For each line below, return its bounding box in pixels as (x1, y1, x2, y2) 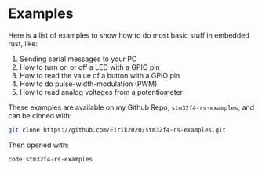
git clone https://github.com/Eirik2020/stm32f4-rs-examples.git (8, 126, 226, 134)
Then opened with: (8, 140, 69, 150)
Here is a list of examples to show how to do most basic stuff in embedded (8, 31, 249, 40)
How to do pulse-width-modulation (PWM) (19, 79, 158, 89)
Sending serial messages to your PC (19, 54, 137, 63)
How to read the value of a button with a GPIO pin (19, 71, 180, 80)
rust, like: (8, 38, 38, 48)
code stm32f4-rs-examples (8, 155, 93, 163)
